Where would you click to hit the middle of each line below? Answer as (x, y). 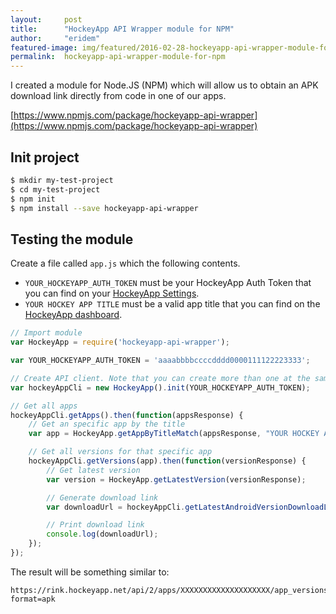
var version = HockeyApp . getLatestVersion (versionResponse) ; (176, 479)
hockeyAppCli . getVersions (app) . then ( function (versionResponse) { (167, 461)
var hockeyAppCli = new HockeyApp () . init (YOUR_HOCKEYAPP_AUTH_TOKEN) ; (160, 387)
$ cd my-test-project (55, 189)
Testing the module (72, 239)
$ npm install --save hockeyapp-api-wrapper (104, 208)
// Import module (46, 333)
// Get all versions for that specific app (120, 452)
